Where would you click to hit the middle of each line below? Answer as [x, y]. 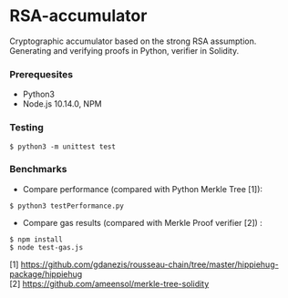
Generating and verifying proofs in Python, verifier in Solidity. [124, 50]
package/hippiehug [46, 273]
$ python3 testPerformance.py [67, 206]
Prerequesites [41, 74]
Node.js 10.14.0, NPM [62, 104]
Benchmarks [38, 170]
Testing [26, 128]
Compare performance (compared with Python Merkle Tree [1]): [142, 189]
